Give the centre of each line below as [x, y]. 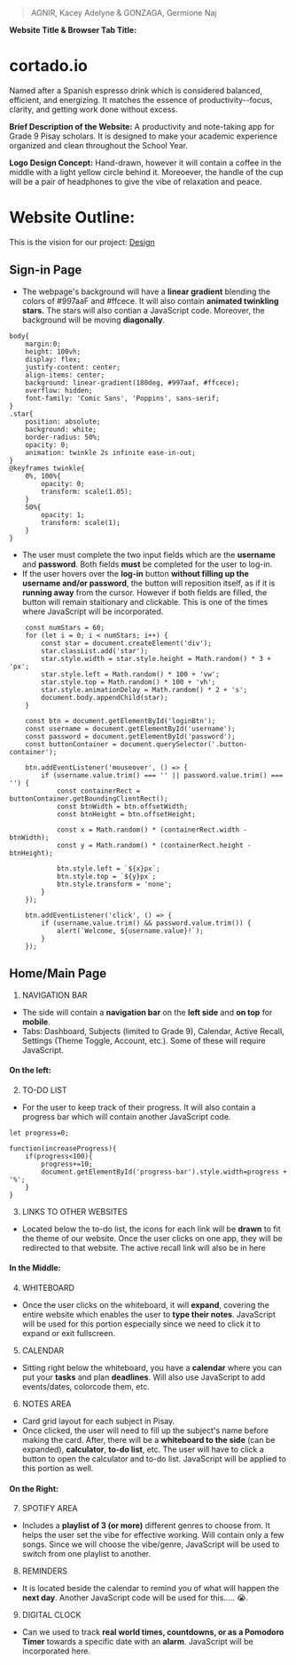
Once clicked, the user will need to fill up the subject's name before [145, 1430]
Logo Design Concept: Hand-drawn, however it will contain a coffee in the [145, 163]
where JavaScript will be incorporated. [93, 611]
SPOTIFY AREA [50, 1509]
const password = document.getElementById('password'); [131, 737]
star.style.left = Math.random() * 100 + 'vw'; [130, 674]
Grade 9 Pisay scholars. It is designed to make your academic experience [143, 136]
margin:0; [43, 344]
